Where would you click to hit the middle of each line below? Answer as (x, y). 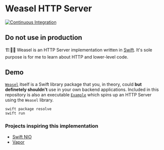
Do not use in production (44, 38)
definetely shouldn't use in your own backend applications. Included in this (82, 90)
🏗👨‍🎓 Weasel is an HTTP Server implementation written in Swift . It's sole (79, 50)
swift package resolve (28, 109)
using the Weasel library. (29, 100)
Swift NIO (22, 137)
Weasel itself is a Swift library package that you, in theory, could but (73, 84)
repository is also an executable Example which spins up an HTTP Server (78, 94)
